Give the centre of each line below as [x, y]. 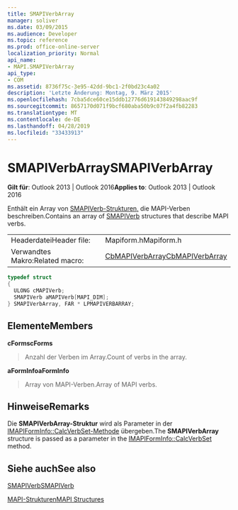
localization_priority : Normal [53, 54]
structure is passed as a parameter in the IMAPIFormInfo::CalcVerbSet [110, 439]
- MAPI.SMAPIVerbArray [41, 67]
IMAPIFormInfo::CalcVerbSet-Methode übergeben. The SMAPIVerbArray [113, 431]
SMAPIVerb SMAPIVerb [41, 486]
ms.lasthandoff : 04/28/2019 [49, 126]
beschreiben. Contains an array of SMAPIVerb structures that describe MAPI [118, 216]
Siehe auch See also [52, 469]
